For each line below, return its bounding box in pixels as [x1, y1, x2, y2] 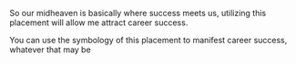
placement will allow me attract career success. [9, 17, 189, 28]
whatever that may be [9, 44, 91, 55]
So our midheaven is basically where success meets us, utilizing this [9, 8, 267, 18]
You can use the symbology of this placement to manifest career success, [9, 35, 288, 45]
